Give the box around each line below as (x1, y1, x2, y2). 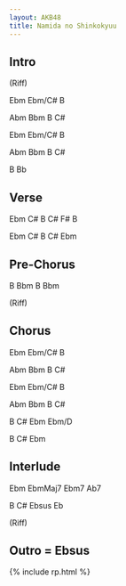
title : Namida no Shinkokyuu (9, 21, 117, 30)
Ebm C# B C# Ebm (9, 231, 77, 241)
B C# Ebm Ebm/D (9, 416, 73, 427)
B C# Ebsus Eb (9, 500, 64, 510)
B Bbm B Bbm (9, 280, 60, 290)
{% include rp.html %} (9, 566, 91, 577)
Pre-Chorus (9, 256, 75, 272)
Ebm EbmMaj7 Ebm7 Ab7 (9, 483, 102, 493)
